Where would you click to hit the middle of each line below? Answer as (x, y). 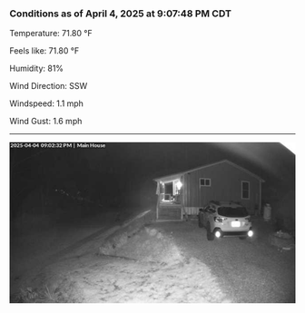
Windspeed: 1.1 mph (47, 103)
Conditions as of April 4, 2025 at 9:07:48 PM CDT (120, 14)
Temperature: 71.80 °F (51, 34)
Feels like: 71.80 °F (44, 51)
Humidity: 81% (37, 68)
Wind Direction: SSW (49, 86)
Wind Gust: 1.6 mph (46, 122)
